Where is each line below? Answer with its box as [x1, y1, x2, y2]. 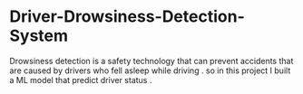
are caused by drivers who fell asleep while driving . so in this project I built [9, 65, 291, 76]
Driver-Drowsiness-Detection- [9, 6, 245, 27]
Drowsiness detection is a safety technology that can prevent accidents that [9, 55, 294, 66]
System [9, 25, 69, 46]
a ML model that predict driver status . [9, 74, 152, 85]
